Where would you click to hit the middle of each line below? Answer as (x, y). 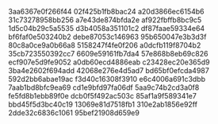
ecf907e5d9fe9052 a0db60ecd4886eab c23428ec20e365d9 (109, 62)
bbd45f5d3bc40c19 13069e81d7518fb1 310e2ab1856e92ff (103, 104)
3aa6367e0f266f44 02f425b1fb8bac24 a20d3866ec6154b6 (106, 12)
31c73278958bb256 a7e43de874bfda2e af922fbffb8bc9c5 (105, 20)
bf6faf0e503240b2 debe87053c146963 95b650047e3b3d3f (107, 37)
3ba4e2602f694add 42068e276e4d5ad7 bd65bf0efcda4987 (109, 70)
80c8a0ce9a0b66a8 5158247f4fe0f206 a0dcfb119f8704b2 (105, 45)
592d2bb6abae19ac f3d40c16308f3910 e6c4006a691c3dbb (107, 79)
